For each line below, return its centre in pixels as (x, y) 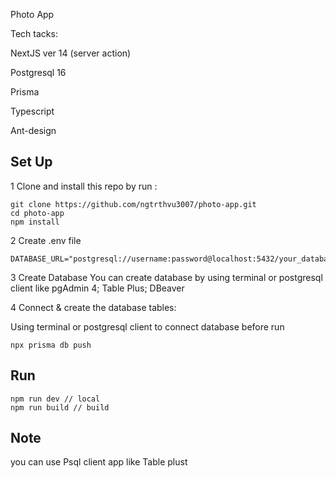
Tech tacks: (34, 33)
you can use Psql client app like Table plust (99, 462)
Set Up (31, 162)
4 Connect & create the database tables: (93, 307)
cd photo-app (37, 213)
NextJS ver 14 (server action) (71, 53)
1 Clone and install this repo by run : (84, 186)
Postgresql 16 (38, 72)
